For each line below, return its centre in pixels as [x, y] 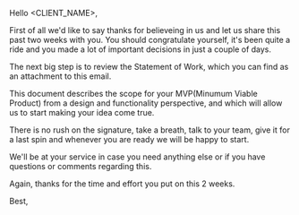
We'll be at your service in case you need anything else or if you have [137, 157]
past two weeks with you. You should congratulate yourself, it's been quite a [150, 40]
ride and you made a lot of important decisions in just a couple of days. [140, 49]
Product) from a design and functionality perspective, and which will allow [146, 103]
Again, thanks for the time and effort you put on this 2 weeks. [122, 184]
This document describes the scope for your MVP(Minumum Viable [133, 94]
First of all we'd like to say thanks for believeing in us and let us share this [145, 30]
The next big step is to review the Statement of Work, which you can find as [149, 67]
